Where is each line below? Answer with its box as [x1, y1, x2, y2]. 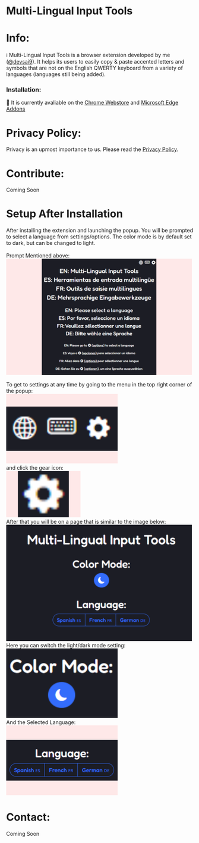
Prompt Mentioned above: [6, 252, 70, 259]
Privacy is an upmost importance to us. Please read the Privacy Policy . [6, 146, 179, 153]
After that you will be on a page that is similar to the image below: [6, 518, 166, 526]
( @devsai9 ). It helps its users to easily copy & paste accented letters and [6, 58, 185, 65]
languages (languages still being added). [6, 71, 106, 78]
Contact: [6, 810, 50, 824]
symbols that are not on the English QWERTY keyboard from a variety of [6, 64, 183, 72]
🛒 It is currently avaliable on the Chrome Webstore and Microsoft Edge [6, 99, 179, 106]
